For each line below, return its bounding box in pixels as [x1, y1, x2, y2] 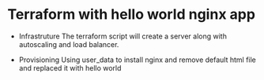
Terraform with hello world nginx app [7, 5, 256, 24]
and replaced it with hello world [18, 63, 122, 72]
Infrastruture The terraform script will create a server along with [18, 31, 227, 41]
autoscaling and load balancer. [18, 39, 119, 49]
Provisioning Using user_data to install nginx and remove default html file [18, 55, 256, 64]
